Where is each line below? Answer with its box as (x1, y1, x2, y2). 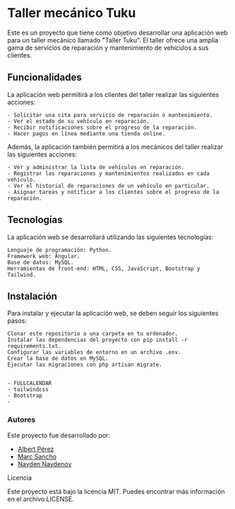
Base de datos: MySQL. (7, 258, 74, 266)
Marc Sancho (17, 452, 57, 461)
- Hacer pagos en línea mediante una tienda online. (7, 130, 166, 137)
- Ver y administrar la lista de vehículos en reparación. (7, 164, 185, 171)
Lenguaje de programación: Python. (7, 246, 112, 253)
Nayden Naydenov (17, 459, 72, 468)
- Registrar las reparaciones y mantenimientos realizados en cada (7, 170, 210, 177)
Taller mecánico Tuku (7, 5, 136, 21)
